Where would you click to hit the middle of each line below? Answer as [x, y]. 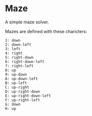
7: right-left [19, 66]
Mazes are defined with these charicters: [46, 31]
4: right [14, 53]
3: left [13, 49]
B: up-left [16, 83]
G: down [13, 104]
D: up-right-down [23, 91]
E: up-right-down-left [28, 96]
